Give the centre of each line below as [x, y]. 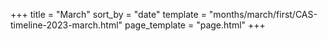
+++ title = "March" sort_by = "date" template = [108, 14]
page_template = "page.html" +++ [195, 25]
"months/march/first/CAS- [263, 14]
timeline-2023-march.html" [66, 25]
